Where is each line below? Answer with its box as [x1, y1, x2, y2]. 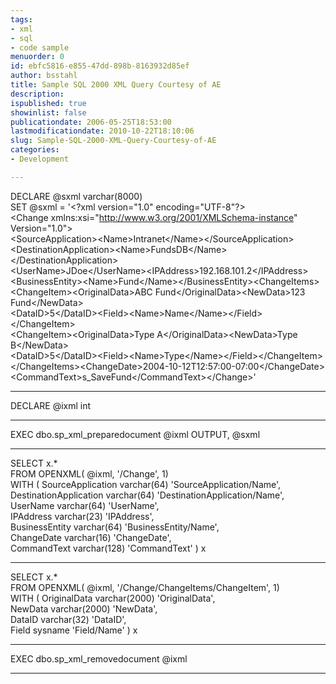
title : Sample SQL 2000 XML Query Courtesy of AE [10, 80, 222, 90]
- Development [10, 154, 70, 164]
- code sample [10, 42, 70, 53]
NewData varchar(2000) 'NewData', [10, 602, 158, 615]
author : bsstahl [10, 71, 78, 81]
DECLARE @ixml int [10, 399, 92, 411]
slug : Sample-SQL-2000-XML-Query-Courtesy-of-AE [10, 136, 217, 146]
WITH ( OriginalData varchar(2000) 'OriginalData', [10, 592, 216, 604]
